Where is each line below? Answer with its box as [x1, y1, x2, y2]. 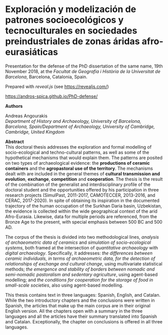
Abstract [5, 139, 24, 145]
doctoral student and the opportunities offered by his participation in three [5, 186, 159, 192]
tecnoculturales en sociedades [5, 25, 137, 36]
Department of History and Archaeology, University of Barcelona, [5, 118, 142, 124]
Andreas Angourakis [5, 112, 48, 119]
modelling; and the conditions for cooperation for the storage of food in [5, 277, 153, 283]
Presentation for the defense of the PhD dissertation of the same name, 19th [5, 63, 163, 69]
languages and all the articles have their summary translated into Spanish [5, 313, 157, 319]
